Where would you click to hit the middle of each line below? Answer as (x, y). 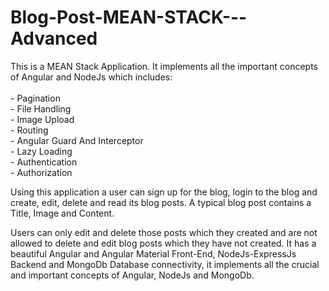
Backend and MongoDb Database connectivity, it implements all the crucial (165, 264)
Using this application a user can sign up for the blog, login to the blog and (164, 192)
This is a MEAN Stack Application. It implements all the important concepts (164, 66)
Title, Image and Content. (62, 213)
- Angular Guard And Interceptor (77, 140)
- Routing (29, 130)
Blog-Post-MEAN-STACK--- (129, 17)
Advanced (54, 38)
